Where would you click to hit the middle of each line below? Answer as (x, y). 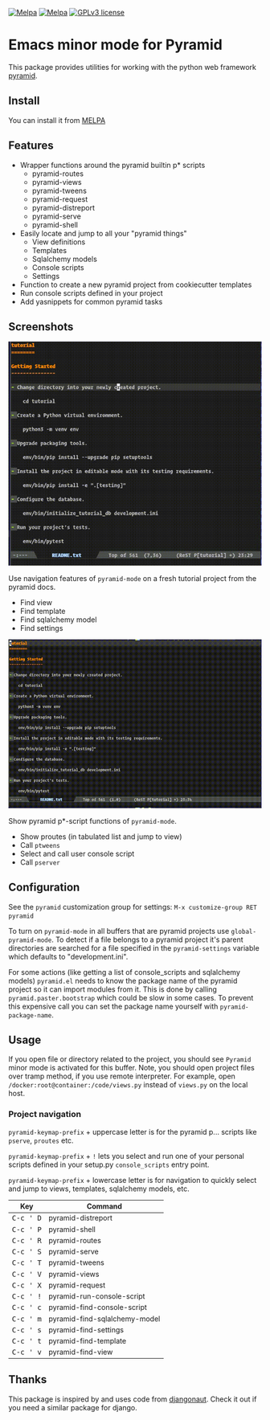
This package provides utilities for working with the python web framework (133, 67)
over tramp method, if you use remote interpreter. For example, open (122, 1076)
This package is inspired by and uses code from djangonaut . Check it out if (133, 1399)
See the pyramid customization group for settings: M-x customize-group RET (133, 906)
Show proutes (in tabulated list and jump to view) (101, 837)
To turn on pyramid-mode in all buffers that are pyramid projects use (119, 931)
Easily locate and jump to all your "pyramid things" (103, 233)
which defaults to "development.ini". (68, 956)
